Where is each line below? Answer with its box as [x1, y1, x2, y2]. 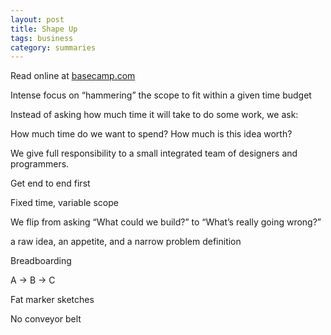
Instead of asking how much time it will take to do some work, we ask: [10, 109, 299, 121]
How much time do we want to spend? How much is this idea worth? [10, 128, 293, 140]
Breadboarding [10, 255, 72, 267]
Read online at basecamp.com [10, 70, 136, 82]
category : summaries [10, 42, 97, 53]
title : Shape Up [10, 24, 78, 34]
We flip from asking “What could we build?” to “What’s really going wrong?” [10, 216, 322, 228]
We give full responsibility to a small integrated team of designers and [10, 147, 298, 160]
